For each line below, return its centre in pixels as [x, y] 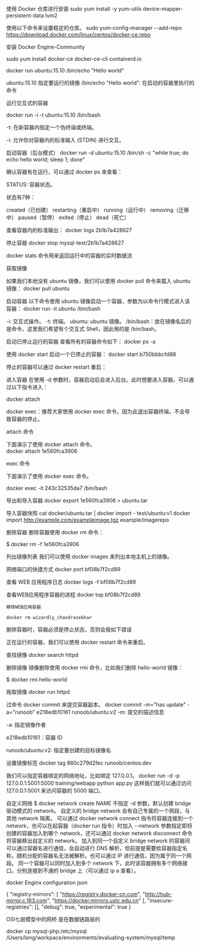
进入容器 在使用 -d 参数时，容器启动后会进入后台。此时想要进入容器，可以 [98, 380]
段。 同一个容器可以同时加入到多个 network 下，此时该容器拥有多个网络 [94, 863]
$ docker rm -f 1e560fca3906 [43, 544]
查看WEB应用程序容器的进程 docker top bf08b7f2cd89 [73, 595]
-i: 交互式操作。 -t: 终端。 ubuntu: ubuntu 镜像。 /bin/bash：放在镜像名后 [96, 321]
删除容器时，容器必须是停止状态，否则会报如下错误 [69, 629]
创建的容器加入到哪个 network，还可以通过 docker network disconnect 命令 [99, 833]
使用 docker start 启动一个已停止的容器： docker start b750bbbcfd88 [91, 354]
